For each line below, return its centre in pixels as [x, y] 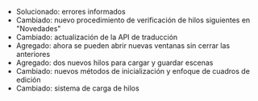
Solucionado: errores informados [71, 12]
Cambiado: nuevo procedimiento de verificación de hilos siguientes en [133, 20]
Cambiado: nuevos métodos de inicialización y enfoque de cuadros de [133, 71]
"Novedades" [38, 28]
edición [28, 80]
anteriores [33, 54]
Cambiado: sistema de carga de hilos [77, 88]
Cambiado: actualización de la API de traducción [97, 37]
